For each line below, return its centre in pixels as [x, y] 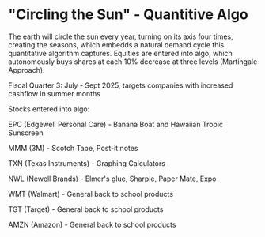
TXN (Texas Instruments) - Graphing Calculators [87, 163]
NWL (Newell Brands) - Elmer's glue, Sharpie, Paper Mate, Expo [112, 179]
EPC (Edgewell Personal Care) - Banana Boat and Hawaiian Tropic [116, 124]
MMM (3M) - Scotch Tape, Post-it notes [73, 148]
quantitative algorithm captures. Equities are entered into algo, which [121, 53]
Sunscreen [26, 133]
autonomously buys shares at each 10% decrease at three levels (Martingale [133, 62]
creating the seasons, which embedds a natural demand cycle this [116, 44]
